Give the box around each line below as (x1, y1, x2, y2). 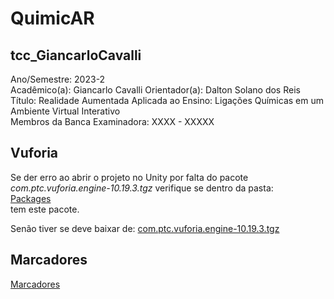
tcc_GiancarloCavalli (10, 47, 142, 64)
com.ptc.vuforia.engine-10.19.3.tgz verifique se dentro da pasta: (10, 182, 274, 194)
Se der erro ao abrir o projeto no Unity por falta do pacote (10, 171, 249, 183)
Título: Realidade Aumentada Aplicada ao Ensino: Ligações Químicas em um (10, 95, 324, 106)
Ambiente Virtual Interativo (10, 105, 121, 117)
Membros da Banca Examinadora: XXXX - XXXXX (10, 116, 215, 127)
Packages (10, 192, 52, 204)
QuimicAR (10, 7, 95, 30)
